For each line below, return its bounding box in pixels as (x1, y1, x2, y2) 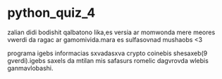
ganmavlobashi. (7, 64, 54, 72)
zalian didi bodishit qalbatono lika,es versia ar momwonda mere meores (7, 28, 216, 36)
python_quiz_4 (7, 5, 96, 21)
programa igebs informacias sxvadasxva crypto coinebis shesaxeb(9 (7, 49, 208, 57)
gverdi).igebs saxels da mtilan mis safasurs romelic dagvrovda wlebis (7, 56, 209, 64)
